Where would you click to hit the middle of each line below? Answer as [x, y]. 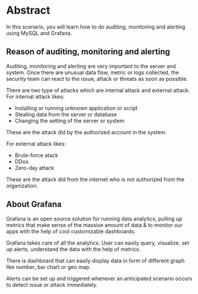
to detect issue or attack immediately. [52, 284]
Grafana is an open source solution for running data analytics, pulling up [94, 219]
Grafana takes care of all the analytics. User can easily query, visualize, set [98, 243]
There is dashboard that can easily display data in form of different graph [95, 260]
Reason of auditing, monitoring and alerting [88, 52]
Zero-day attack [34, 167]
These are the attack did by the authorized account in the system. [87, 132]
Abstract [28, 10]
